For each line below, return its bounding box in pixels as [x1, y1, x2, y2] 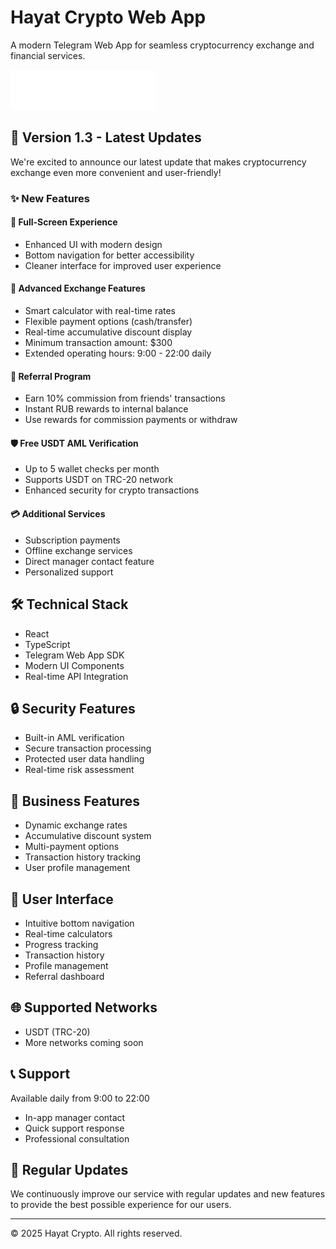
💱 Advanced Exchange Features [10, 282, 146, 295]
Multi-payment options [24, 841, 120, 853]
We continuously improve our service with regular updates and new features [10, 1188, 326, 1200]
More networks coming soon [24, 1036, 144, 1048]
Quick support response [24, 1122, 125, 1134]
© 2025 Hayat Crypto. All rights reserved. [10, 1227, 183, 1240]
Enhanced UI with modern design [24, 238, 163, 250]
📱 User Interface [10, 891, 114, 908]
